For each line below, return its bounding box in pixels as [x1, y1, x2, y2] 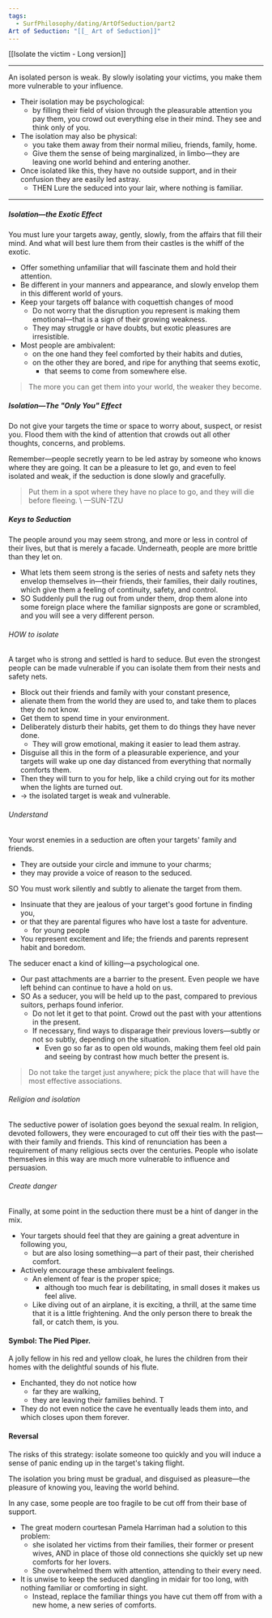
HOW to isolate [8, 629, 59, 639]
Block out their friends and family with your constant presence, [19, 688, 231, 697]
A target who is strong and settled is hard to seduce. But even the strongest [8, 654, 261, 664]
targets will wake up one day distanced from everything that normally [19, 757, 252, 766]
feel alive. [44, 1292, 77, 1301]
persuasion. [8, 1163, 49, 1172]
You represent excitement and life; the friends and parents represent [19, 934, 249, 943]
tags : [8, 11, 27, 20]
